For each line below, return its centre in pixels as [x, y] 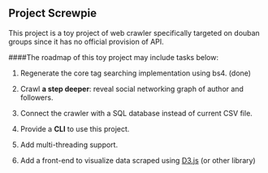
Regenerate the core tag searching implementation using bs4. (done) [136, 73]
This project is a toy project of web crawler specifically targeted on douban [134, 32]
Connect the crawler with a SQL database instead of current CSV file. [136, 113]
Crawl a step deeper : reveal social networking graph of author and [132, 89]
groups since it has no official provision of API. [86, 41]
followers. [37, 97]
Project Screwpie [53, 13]
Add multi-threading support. [69, 145]
